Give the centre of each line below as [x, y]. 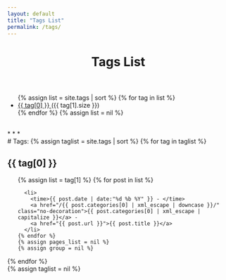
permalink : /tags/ [34, 27]
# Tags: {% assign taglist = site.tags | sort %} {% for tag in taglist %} [107, 141]
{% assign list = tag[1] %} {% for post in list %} [85, 180]
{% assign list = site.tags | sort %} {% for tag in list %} [96, 97]
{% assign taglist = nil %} [44, 269]
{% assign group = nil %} [55, 248]
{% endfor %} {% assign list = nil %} [70, 113]
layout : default [31, 14]
